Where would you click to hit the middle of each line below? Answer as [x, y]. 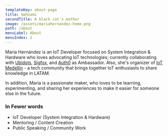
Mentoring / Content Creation [43, 122]
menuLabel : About [23, 33]
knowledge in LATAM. [28, 73]
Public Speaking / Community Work [49, 128]
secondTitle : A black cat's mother [42, 19]
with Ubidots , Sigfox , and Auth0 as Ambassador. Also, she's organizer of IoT [84, 62]
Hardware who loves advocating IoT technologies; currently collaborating [81, 57]
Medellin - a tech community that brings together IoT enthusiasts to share [81, 67]
